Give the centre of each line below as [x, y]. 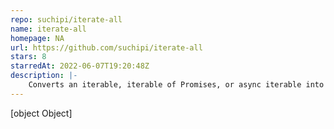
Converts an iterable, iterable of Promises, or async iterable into [176, 85]
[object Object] [41, 113]
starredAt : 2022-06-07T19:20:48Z [80, 66]
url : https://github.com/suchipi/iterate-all [106, 47]
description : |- [44, 76]
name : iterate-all [48, 29]
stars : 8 [28, 57]
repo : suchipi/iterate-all [66, 19]
